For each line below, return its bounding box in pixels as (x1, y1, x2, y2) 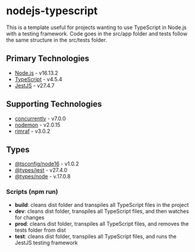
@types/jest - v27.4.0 (14, 167, 68, 174)
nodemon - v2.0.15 (14, 121, 60, 128)
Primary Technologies (6, 53, 89, 63)
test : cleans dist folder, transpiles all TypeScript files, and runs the (14, 232, 177, 240)
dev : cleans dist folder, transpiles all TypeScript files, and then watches (14, 208, 190, 215)
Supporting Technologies (6, 99, 102, 109)
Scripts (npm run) (6, 188, 58, 196)
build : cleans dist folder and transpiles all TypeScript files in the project (14, 201, 189, 208)
